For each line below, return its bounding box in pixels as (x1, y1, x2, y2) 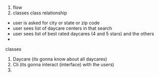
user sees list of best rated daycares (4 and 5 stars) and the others (12, 31, 154, 36)
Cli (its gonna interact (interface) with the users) (12, 62, 114, 67)
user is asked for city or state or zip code (12, 20, 100, 26)
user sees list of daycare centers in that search (12, 25, 112, 31)
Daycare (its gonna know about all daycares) (12, 56, 108, 62)
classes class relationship (12, 10, 68, 16)
